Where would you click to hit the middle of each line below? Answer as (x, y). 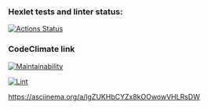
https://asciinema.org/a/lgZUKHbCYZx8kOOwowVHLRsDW (104, 96)
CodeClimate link (42, 49)
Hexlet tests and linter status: (66, 12)
